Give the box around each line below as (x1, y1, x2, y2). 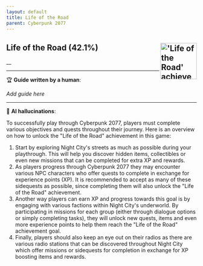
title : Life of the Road (6, 15, 69, 21)
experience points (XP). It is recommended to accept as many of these (14, 176, 192, 183)
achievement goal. (14, 227, 62, 235)
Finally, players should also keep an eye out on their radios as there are (14, 234, 192, 241)
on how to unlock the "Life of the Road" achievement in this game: (6, 132, 171, 140)
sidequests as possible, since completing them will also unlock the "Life (14, 183, 195, 190)
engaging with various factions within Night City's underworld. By (14, 202, 179, 209)
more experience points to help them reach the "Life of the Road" (14, 221, 178, 229)
